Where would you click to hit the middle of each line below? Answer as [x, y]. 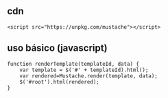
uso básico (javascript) [57, 48]
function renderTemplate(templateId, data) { [73, 64]
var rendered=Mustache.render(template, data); [88, 76]
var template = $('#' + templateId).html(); [84, 70]
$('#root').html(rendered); [59, 82]
